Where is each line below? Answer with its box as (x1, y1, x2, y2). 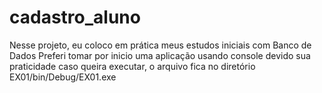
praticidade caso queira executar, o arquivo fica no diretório (9, 60, 256, 72)
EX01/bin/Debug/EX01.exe (9, 71, 117, 83)
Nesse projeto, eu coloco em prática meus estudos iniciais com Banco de (9, 39, 312, 51)
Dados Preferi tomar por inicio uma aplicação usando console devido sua (9, 49, 311, 61)
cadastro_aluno (9, 6, 141, 29)
